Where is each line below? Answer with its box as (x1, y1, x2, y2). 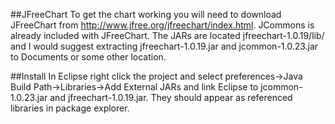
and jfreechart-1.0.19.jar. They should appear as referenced (49, 92, 293, 103)
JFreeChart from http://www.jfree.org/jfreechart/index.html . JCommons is (10, 19, 315, 31)
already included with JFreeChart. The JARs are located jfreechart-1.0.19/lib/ (10, 30, 325, 41)
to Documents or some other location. (10, 51, 167, 63)
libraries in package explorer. (10, 102, 130, 114)
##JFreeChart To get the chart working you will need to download (10, 9, 282, 20)
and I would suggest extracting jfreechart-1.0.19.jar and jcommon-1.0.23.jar (10, 40, 319, 52)
